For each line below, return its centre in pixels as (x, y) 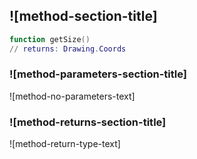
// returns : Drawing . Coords (68, 49)
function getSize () (50, 39)
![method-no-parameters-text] (72, 96)
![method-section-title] (83, 16)
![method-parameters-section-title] (98, 74)
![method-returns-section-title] (88, 122)
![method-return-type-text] (65, 144)
